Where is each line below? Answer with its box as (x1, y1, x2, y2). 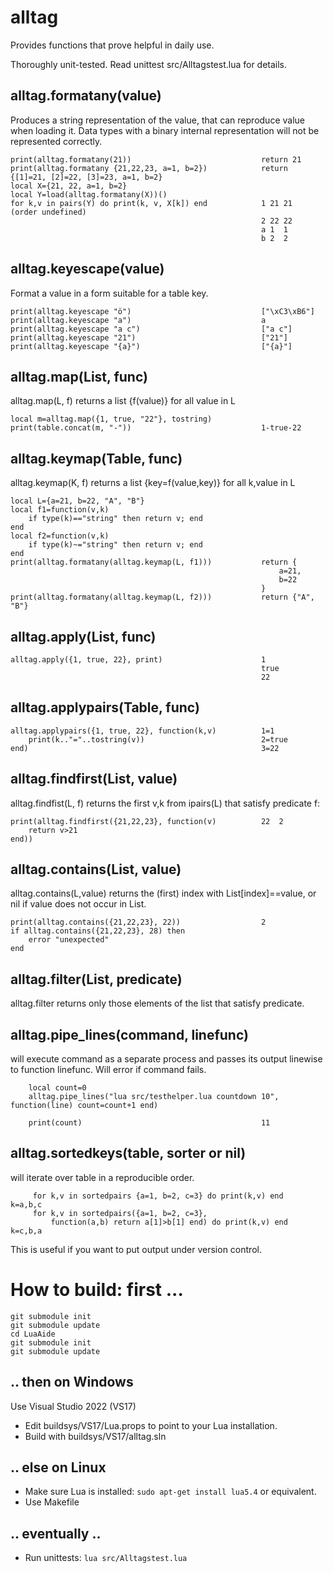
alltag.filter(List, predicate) (10, 971, 183, 988)
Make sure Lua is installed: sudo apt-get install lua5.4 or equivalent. (24, 1486, 317, 1498)
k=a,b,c (10, 1199, 43, 1210)
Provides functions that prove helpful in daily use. (10, 39, 215, 51)
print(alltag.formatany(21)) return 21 (10, 154, 302, 165)
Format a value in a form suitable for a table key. (10, 287, 209, 299)
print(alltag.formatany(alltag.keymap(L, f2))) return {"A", (10, 592, 315, 603)
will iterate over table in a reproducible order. (10, 1171, 195, 1183)
